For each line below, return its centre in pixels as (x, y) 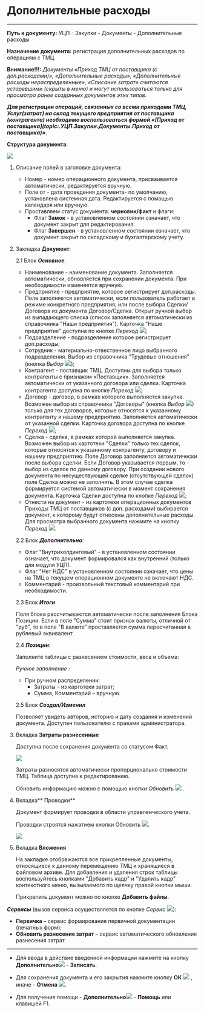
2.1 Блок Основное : (41, 260)
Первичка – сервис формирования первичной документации (95, 921)
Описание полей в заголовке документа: (69, 167)
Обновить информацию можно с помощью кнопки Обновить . (100, 789)
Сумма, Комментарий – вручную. (77, 693)
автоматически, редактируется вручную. (78, 185)
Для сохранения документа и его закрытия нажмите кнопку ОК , (104, 977)
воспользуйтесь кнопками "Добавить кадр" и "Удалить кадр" (96, 878)
